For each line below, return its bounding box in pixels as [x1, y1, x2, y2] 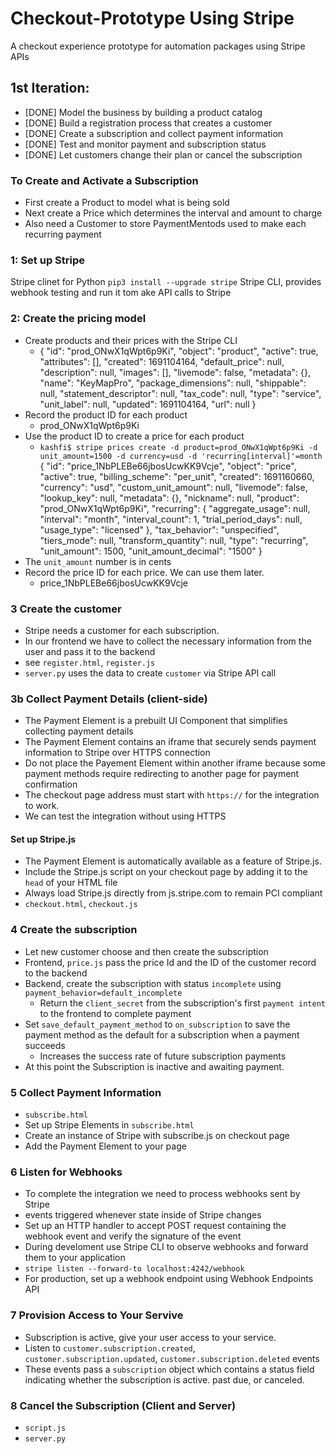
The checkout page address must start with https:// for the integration [24, 789, 320, 801]
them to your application [24, 1252, 126, 1264]
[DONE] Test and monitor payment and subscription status [24, 138, 267, 150]
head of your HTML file [24, 877, 118, 889]
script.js [24, 1423, 67, 1433]
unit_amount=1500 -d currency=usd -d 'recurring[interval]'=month [39, 451, 323, 461]
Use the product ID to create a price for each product [24, 430, 245, 442]
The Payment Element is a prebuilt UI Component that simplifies [24, 715, 288, 727]
